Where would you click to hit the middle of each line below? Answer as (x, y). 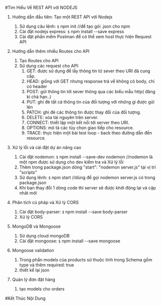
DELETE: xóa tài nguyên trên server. (62, 117)
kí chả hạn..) (39, 97)
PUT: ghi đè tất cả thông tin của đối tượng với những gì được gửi (90, 102)
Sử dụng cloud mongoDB (44, 236)
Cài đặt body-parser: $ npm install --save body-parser (73, 212)
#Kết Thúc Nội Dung (25, 298)
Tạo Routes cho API (39, 60)
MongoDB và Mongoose (36, 226)
